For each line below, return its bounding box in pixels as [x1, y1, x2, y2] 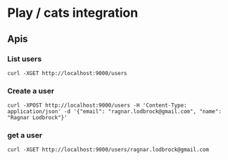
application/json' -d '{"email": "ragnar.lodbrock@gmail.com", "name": [7, 108, 222, 115]
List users [7, 54, 42, 64]
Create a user [7, 86, 55, 95]
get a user [7, 131, 43, 140]
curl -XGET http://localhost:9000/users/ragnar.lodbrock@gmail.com [7, 146, 210, 154]
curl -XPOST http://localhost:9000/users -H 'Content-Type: [7, 102, 188, 109]
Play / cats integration [7, 5, 139, 21]
